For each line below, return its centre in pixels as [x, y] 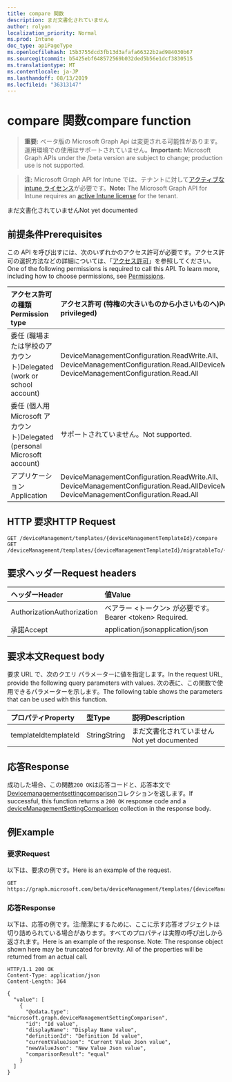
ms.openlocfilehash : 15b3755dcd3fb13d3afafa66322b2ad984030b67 [100, 53]
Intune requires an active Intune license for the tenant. [101, 196]
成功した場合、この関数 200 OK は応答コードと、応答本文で [89, 785]
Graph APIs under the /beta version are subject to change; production [123, 158]
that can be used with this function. [58, 699]
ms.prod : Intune [30, 40]
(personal [26, 446]
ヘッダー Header [37, 595]
